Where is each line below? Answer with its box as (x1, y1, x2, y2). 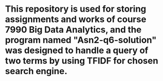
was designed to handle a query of (5, 45, 148, 56)
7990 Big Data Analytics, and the (5, 24, 142, 35)
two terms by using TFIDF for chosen (5, 55, 159, 66)
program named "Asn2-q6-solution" (5, 35, 157, 46)
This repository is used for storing (5, 3, 146, 15)
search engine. (5, 66, 68, 77)
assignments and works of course (5, 14, 147, 25)
